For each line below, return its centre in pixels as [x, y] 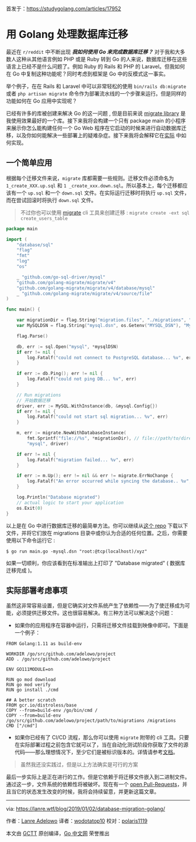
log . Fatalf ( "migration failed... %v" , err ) [80, 460]
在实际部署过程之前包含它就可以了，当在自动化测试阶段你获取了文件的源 [101, 745]
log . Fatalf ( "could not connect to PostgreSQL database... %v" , [105, 357]
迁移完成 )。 [21, 570]
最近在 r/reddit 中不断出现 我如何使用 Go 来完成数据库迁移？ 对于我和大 [93, 52]
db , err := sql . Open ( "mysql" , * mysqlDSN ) [67, 347]
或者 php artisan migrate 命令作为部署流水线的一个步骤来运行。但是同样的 [96, 93]
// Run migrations [39, 395]
